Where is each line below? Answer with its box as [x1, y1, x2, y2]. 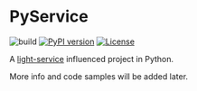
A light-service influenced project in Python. [9, 53, 174, 64]
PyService [9, 6, 89, 27]
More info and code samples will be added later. [9, 70, 188, 82]
